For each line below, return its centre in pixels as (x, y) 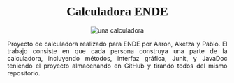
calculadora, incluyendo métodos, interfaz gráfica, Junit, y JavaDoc (117, 58)
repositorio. (24, 73)
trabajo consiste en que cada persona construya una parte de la (117, 51)
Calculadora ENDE (117, 11)
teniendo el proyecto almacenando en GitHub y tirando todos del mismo (117, 66)
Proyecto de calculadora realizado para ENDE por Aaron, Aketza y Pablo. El (117, 44)
